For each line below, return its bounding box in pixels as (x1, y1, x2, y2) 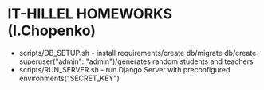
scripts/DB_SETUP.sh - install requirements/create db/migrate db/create (18, 48, 257, 57)
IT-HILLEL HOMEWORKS (7, 5, 173, 23)
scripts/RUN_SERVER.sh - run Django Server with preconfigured (18, 65, 231, 74)
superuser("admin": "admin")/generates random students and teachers (18, 57, 254, 66)
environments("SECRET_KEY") (18, 73, 120, 83)
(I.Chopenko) (7, 22, 97, 40)
